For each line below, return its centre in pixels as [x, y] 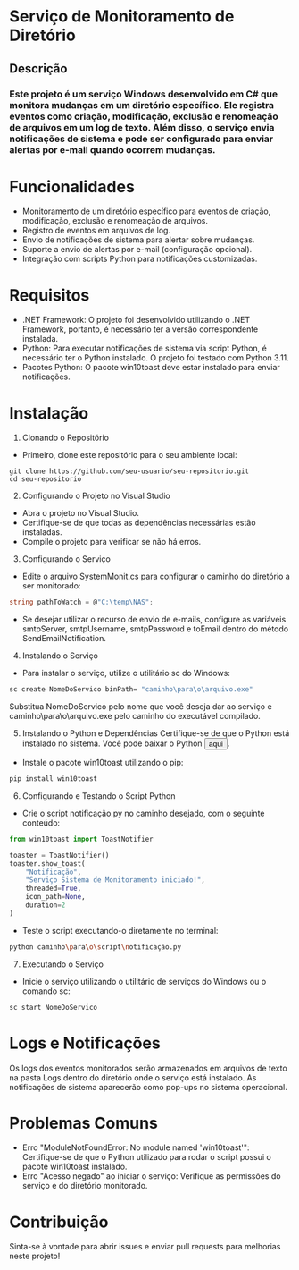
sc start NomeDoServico [54, 1007]
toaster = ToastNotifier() [59, 855]
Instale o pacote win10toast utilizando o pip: [103, 763]
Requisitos [50, 295]
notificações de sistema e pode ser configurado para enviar [141, 139]
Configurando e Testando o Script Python [99, 796]
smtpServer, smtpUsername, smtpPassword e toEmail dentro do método [155, 629]
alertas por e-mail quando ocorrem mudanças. [112, 149]
